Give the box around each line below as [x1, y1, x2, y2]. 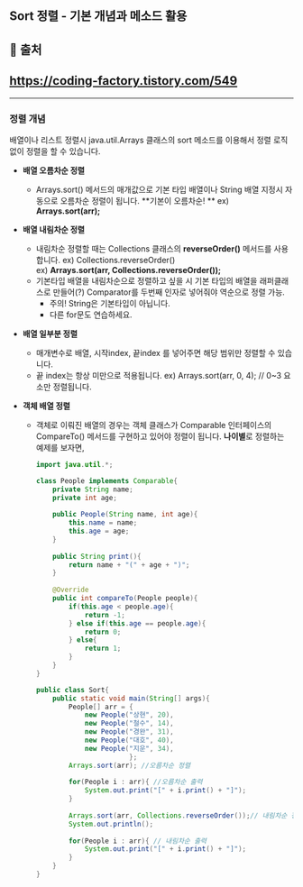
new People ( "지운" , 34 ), [84, 744, 174, 753]
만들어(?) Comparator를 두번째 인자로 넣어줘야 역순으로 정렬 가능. [52, 287, 286, 297]
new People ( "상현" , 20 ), [84, 710, 174, 719]
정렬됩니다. [52, 381, 92, 392]
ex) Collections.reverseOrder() [62, 254, 176, 265]
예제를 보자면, [35, 442, 85, 453]
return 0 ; [84, 627, 122, 636]
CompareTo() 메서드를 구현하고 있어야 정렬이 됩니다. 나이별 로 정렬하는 [35, 431, 285, 442]
